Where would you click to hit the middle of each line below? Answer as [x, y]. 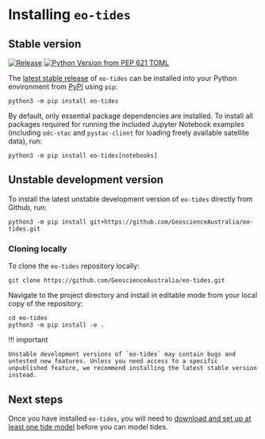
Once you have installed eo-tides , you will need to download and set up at [130, 418]
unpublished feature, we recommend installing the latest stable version [133, 368]
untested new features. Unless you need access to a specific [113, 361]
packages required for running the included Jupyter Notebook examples [126, 124]
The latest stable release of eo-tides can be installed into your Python [123, 78]
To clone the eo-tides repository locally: [74, 266]
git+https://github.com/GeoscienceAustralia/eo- [172, 222]
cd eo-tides [28, 319]
